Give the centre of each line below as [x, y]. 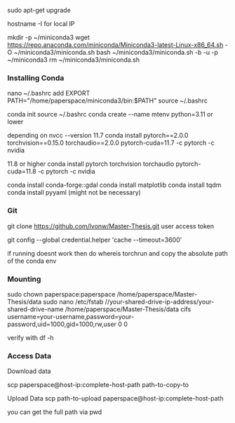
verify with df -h [31, 337]
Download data [29, 371]
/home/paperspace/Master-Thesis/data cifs [128, 309]
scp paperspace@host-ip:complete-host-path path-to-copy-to [98, 385]
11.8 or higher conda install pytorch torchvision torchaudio [91, 164]
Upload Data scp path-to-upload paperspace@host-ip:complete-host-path [115, 398]
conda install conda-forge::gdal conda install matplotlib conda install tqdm [114, 185]
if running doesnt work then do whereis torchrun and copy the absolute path [117, 253]
